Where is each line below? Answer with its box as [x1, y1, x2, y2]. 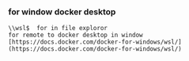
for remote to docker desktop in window [8, 31, 144, 40]
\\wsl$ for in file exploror [8, 25, 108, 32]
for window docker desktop [8, 6, 116, 17]
